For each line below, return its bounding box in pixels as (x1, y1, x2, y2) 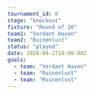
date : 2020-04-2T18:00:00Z (7, 50, 87, 57)
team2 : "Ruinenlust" (7, 37, 69, 44)
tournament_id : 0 (7, 10, 59, 18)
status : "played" (7, 43, 59, 50)
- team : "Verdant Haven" (13, 63, 87, 70)
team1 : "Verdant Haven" (7, 30, 78, 37)
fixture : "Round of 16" (7, 23, 78, 30)
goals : (7, 57, 27, 64)
